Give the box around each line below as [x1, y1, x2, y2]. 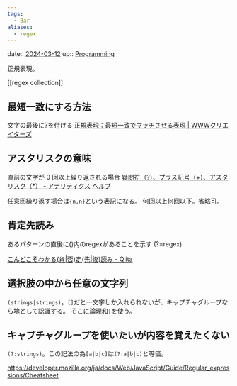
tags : [7, 10, 23, 18]
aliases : [7, 23, 33, 31]
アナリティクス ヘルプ [47, 182, 111, 190]
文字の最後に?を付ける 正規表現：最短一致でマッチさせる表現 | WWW [7, 121, 210, 130]
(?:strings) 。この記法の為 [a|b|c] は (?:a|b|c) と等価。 [7, 349, 168, 358]
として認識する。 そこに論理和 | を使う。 [19, 307, 136, 315]
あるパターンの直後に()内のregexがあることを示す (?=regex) [7, 239, 183, 248]
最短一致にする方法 [7, 101, 92, 113]
